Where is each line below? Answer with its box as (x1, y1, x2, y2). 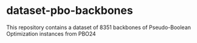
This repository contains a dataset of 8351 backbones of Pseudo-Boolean (6, 24, 192, 31)
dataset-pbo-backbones (6, 4, 133, 18)
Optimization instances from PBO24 (6, 30, 96, 37)
